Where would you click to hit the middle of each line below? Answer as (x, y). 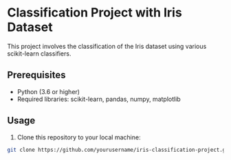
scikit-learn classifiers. (39, 54)
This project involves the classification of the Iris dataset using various (107, 46)
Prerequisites (36, 75)
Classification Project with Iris (95, 13)
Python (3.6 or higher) (48, 91)
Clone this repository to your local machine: (79, 137)
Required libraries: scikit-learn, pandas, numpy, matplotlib (99, 99)
